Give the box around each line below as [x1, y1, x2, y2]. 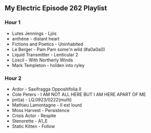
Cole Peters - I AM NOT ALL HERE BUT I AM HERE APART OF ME [11, 91, 146, 97]
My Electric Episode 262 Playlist [4, 4, 107, 12]
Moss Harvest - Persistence [11, 107, 69, 113]
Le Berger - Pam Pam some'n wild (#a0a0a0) [11, 46, 105, 52]
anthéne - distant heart [11, 35, 59, 41]
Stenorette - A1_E [11, 117, 48, 124]
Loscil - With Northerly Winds [11, 57, 73, 63]
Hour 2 [4, 74, 22, 81]
